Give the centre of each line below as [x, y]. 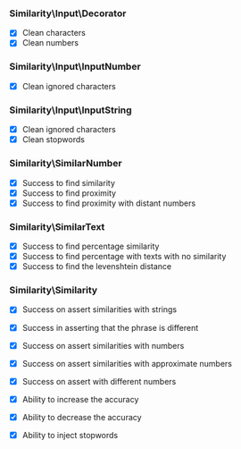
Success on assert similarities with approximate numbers [127, 363]
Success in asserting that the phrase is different [110, 327]
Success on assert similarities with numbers [103, 345]
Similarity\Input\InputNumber [75, 67]
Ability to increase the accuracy [80, 399]
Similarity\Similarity [54, 291]
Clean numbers [50, 43]
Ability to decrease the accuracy [82, 417]
